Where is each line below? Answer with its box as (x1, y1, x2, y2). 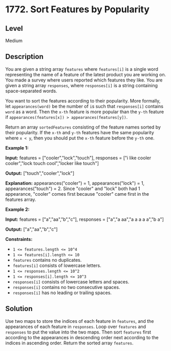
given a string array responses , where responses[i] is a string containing (5, 82, 158, 88)
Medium (5, 37, 23, 44)
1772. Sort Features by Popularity (5, 4, 149, 15)
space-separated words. (5, 88, 57, 94)
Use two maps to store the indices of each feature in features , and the (5, 318, 154, 324)
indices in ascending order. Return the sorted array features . (5, 340, 134, 346)
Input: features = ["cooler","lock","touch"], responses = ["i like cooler (5, 155, 152, 161)
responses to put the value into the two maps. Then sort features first (5, 329, 152, 335)
